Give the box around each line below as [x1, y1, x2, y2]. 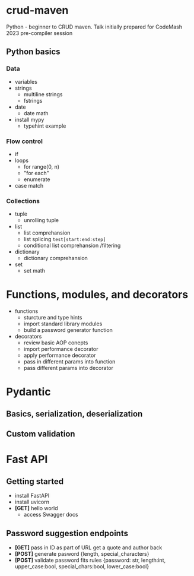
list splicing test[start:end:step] [23, 236, 106, 243]
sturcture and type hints [23, 314, 82, 321]
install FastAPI [14, 492, 50, 499]
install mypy [14, 116, 44, 123]
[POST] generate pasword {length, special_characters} [14, 550, 150, 557]
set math [23, 267, 46, 274]
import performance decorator [23, 346, 98, 353]
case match [14, 182, 44, 189]
